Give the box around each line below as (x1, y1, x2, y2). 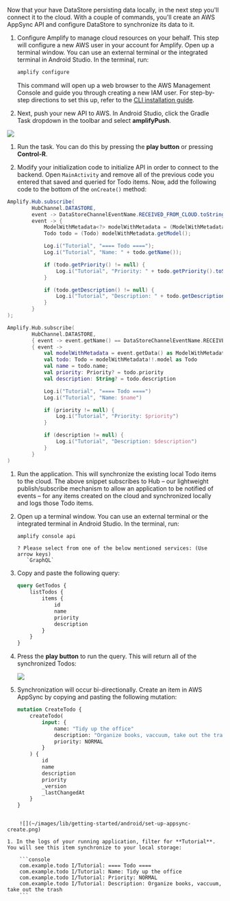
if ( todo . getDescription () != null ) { (43, 286, 155, 294)
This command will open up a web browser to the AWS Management (16, 81, 211, 89)
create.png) (7, 826, 41, 833)
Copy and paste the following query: (16, 569, 120, 577)
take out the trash (7, 887, 63, 893)
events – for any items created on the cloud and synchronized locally (16, 491, 212, 500)
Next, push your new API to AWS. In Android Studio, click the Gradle (16, 109, 209, 117)
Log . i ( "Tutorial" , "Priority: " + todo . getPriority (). (55, 268, 216, 274)
